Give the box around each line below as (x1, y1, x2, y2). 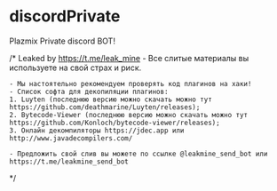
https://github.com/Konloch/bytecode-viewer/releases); (9, 118, 220, 127)
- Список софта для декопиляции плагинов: (9, 87, 169, 96)
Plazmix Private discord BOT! (9, 36, 115, 46)
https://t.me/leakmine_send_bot (9, 157, 129, 166)
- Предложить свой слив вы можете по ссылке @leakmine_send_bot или (9, 149, 268, 158)
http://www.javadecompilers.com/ (9, 133, 133, 143)
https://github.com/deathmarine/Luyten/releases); (9, 102, 201, 112)
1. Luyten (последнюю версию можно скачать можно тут (9, 95, 213, 104)
